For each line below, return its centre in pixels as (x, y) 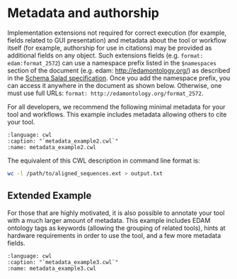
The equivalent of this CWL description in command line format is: (104, 160)
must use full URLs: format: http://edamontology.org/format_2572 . (105, 93)
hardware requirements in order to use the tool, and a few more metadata (114, 235)
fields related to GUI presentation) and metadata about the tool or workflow (117, 40)
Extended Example (50, 196)
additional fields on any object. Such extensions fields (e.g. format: (105, 55)
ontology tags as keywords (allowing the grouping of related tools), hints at (116, 228)
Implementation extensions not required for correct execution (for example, (117, 33)
